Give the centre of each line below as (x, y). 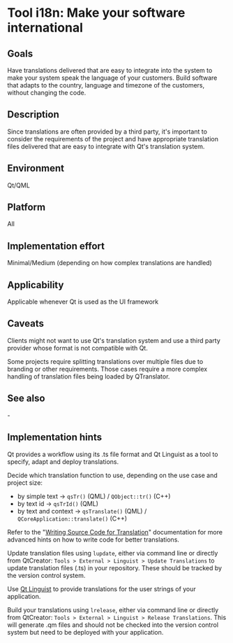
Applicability (36, 285)
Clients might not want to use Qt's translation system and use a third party (114, 340)
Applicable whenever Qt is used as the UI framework (83, 302)
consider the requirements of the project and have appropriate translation (113, 139)
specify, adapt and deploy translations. (63, 461)
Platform (27, 207)
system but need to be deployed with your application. (85, 632)
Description (33, 114)
